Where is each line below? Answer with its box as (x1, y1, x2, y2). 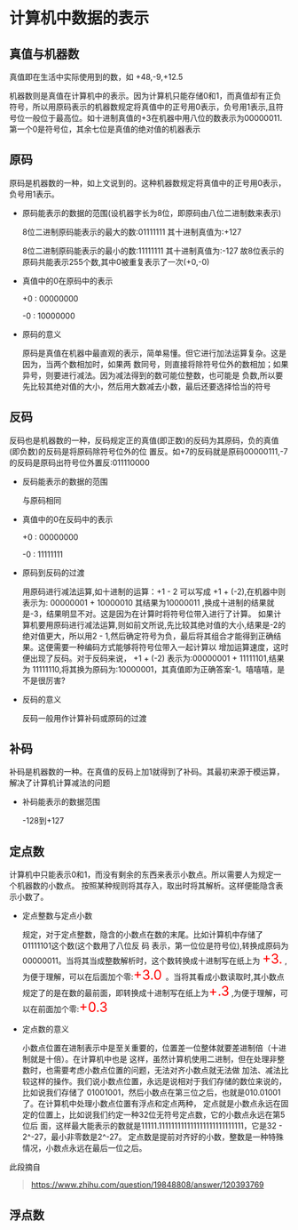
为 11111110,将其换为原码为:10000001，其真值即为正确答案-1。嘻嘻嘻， (21, 663, 278, 674)
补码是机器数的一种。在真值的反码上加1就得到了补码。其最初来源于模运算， (9, 767, 285, 777)
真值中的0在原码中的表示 (21, 275, 114, 285)
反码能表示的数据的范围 (21, 476, 108, 486)
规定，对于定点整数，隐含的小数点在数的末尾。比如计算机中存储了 (21, 929, 263, 940)
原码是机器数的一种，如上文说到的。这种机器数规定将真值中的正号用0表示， (9, 177, 286, 188)
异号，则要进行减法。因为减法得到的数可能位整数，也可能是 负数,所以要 (21, 370, 284, 381)
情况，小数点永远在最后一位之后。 (21, 1143, 147, 1154)
